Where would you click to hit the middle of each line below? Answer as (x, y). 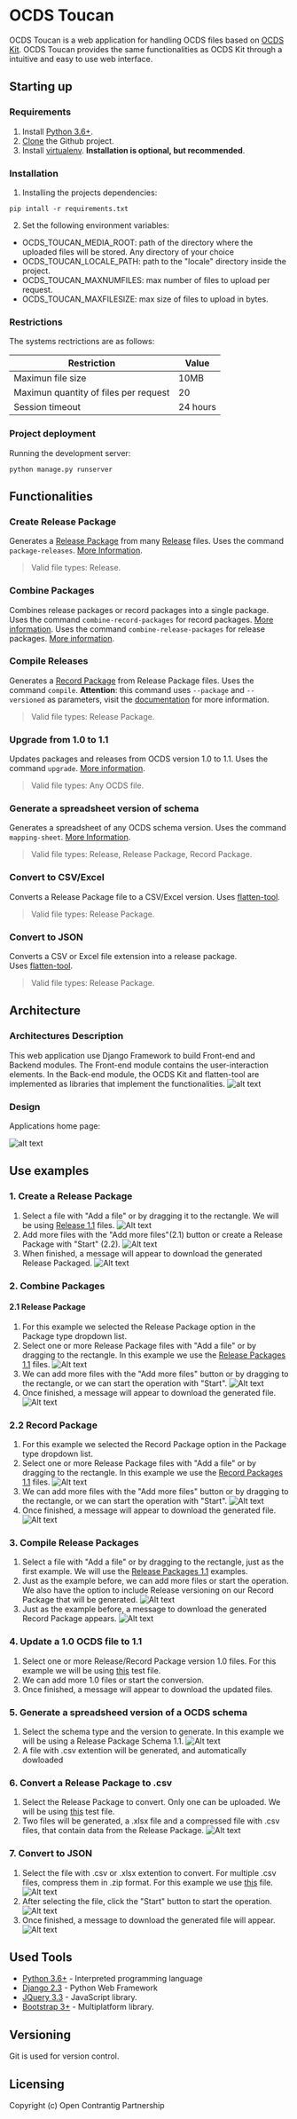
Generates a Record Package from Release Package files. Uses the (132, 681)
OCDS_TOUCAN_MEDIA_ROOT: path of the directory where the (137, 242)
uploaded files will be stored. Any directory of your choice (128, 252)
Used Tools (41, 1957)
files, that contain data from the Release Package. (113, 1831)
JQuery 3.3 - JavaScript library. (79, 1997)
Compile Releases (49, 661)
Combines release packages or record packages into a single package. (139, 610)
